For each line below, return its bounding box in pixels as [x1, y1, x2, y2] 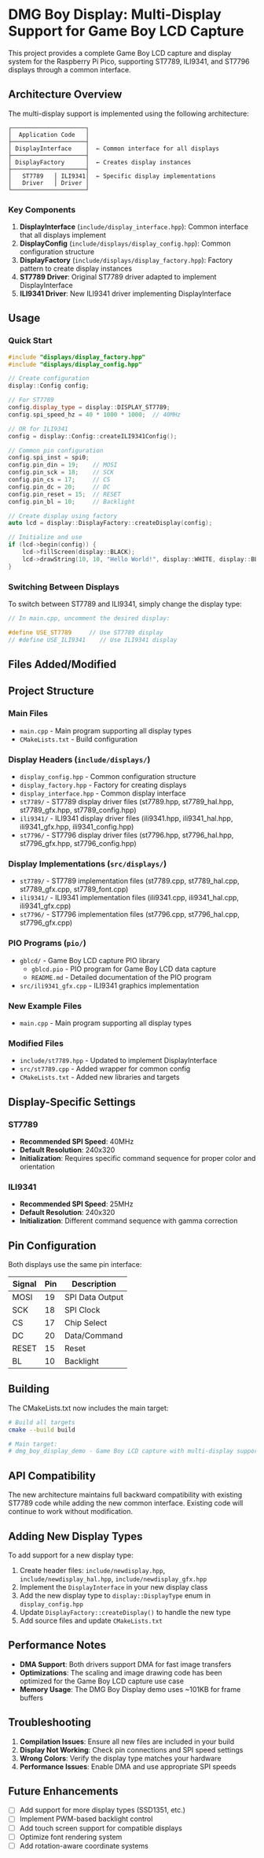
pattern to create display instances [19, 264, 132, 273]
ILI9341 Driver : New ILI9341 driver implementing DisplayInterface [19, 289, 232, 298]
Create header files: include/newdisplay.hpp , [19, 1565, 166, 1575]
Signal [12, 1279, 37, 1290]
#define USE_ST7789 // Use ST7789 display [8, 628, 163, 637]
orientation [19, 1162, 55, 1171]
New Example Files [8, 1000, 82, 1011]
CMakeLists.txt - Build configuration [19, 734, 137, 744]
